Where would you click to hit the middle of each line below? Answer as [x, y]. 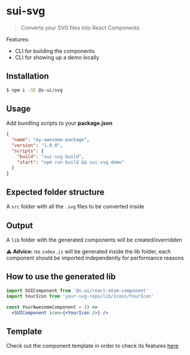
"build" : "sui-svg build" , [51, 156]
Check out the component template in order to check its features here [92, 346]
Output [19, 226]
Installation [28, 76]
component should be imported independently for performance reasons [95, 258]
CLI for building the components [55, 51]
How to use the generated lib [61, 277]
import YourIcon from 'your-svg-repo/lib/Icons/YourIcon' [80, 296]
